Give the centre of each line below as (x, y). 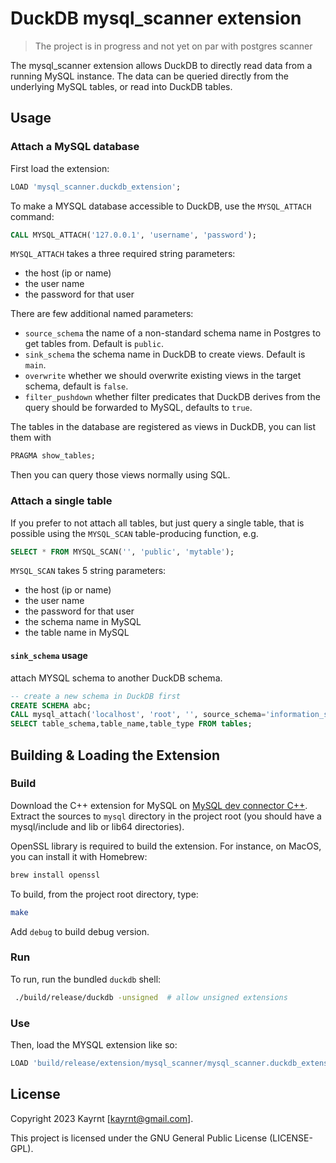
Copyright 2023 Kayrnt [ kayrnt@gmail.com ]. (102, 1118)
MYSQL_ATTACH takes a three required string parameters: (123, 254)
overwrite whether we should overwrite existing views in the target (163, 376)
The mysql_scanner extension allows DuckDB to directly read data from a (161, 65)
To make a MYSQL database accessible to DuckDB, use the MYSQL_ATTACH (161, 206)
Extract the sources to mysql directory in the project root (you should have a (166, 816)
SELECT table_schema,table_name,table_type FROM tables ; (131, 724)
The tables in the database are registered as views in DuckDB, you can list (163, 427)
